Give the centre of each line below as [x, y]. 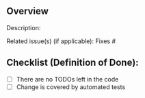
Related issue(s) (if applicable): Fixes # [61, 41]
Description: [24, 27]
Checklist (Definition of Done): [72, 63]
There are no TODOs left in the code [67, 79]
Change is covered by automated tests [71, 87]
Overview [28, 11]
